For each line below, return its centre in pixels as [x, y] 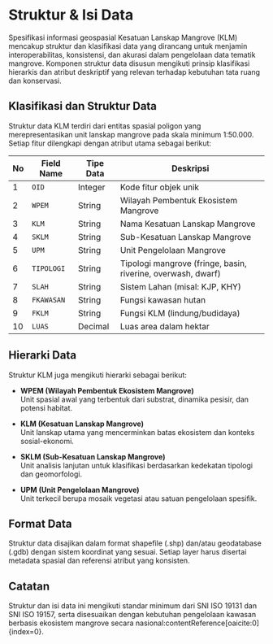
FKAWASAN [49, 300]
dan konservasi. [35, 80]
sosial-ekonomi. [47, 441]
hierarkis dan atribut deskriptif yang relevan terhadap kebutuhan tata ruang [134, 72]
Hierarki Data [43, 355]
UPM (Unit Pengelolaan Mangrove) [80, 490]
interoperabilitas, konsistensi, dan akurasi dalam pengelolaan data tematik [132, 54]
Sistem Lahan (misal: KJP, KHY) [180, 286]
